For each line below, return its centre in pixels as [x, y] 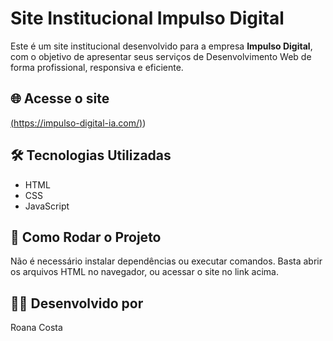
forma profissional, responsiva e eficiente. [97, 67]
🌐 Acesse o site [60, 98]
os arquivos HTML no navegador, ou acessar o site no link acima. [145, 272]
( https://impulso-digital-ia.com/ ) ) [78, 123]
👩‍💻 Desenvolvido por [77, 303]
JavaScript [47, 206]
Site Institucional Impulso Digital [147, 18]
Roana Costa [36, 328]
